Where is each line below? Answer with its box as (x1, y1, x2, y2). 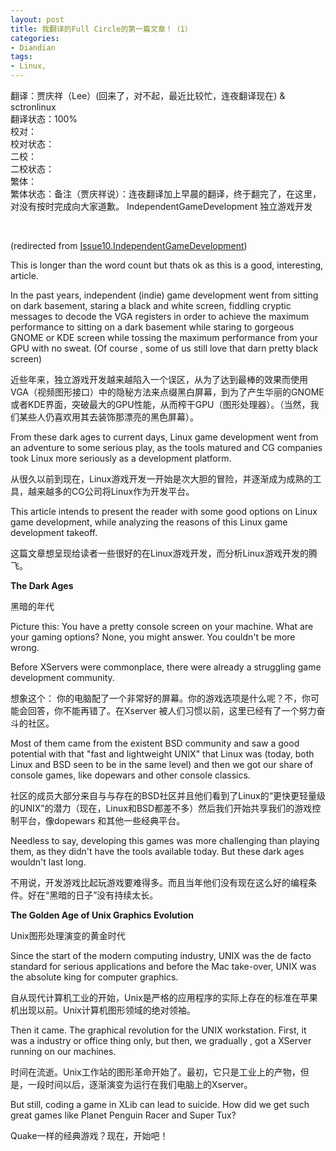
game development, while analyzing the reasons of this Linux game (10, 516, 288, 528)
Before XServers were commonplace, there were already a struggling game (10, 661, 322, 673)
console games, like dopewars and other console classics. (10, 769, 251, 781)
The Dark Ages (10, 580, 74, 591)
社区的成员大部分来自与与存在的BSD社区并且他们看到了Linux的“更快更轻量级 (10, 790, 326, 801)
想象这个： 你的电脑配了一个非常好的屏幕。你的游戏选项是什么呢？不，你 (10, 692, 311, 704)
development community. (10, 672, 115, 683)
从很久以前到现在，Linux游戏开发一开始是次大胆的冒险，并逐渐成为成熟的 (10, 473, 313, 485)
